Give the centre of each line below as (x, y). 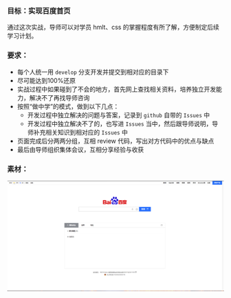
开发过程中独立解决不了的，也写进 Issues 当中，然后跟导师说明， (120, 123)
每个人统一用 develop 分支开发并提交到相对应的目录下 (93, 72)
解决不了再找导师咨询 (59, 97)
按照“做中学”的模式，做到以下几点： (68, 106)
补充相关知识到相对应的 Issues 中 (81, 132)
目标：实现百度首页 (39, 10)
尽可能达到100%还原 (46, 80)
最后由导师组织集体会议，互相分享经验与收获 (80, 149)
